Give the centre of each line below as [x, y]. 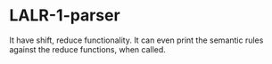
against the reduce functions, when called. [88, 49]
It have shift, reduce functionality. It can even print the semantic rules [136, 40]
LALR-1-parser [65, 16]
